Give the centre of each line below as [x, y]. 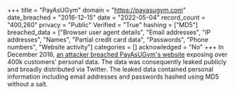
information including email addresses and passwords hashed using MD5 [113, 77]
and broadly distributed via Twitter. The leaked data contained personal [110, 69]
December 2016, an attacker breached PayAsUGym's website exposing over [117, 54]
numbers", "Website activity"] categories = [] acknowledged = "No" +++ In [116, 47]
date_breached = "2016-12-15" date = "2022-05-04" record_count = [106, 17]
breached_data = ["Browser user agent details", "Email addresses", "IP [109, 32]
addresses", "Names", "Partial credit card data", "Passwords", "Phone [108, 40]
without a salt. [28, 84]
